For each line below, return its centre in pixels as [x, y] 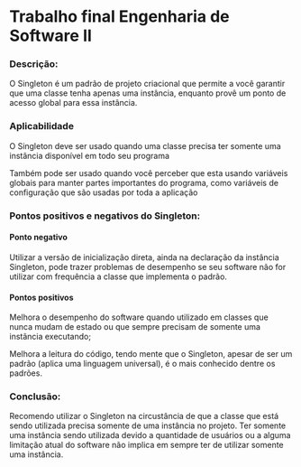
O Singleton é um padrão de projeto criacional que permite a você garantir [147, 84]
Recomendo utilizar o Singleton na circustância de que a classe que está [144, 416]
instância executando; [50, 337]
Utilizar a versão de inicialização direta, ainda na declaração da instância [144, 257]
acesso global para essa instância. [73, 103]
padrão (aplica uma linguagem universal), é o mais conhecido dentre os [142, 364]
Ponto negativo [38, 238]
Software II [51, 36]
